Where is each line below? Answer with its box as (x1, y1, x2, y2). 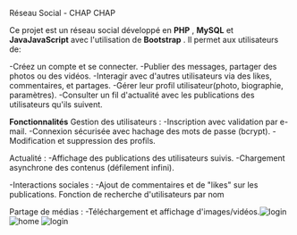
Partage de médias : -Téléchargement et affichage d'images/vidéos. (9, 206, 260, 217)
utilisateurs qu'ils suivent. (9, 99, 103, 110)
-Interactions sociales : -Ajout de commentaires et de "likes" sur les (9, 180, 259, 190)
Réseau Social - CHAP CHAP (9, 8, 116, 18)
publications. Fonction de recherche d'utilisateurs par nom (9, 189, 225, 199)
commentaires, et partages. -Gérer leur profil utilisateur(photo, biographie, (9, 80, 284, 90)
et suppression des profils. (57, 136, 157, 146)
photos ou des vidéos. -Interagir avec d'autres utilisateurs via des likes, (9, 71, 273, 81)
